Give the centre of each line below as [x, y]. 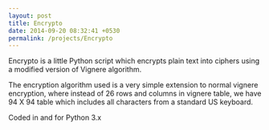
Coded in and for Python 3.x [55, 118]
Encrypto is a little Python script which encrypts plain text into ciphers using [134, 61]
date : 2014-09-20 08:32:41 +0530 [64, 30]
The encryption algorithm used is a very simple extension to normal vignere [133, 85]
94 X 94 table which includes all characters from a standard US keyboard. [131, 102]
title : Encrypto [35, 23]
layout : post [30, 16]
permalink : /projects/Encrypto [61, 38]
